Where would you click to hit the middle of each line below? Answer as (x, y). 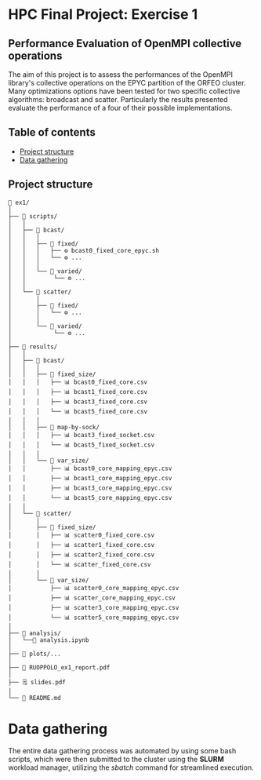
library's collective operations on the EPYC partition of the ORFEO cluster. (127, 83)
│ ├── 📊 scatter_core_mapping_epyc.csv (92, 598)
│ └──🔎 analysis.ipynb (49, 640)
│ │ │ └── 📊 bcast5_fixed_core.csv (78, 411)
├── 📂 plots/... (34, 654)
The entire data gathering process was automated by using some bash (122, 750)
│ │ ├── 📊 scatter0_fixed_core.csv (82, 535)
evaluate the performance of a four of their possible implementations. (120, 108)
